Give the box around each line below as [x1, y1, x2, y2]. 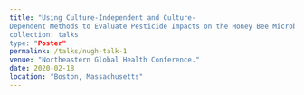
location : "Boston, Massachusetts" [9, 72, 144, 81]
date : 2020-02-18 [9, 64, 75, 73]
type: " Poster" [9, 38, 67, 48]
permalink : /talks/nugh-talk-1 [9, 47, 128, 56]
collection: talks [9, 30, 79, 39]
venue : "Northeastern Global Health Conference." [9, 55, 201, 64]
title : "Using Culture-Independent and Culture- [9, 13, 196, 23]
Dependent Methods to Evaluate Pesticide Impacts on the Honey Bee [9, 22, 270, 31]
